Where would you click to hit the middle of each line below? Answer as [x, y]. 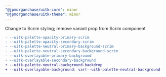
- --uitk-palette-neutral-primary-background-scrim [59, 47]
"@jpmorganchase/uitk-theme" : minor [43, 14]
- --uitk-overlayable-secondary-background [51, 60]
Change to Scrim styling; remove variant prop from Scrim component [75, 28]
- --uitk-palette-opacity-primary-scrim [47, 38]
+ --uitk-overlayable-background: [41, 70]
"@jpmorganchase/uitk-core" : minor [42, 10]
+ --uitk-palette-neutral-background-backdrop [54, 65]
